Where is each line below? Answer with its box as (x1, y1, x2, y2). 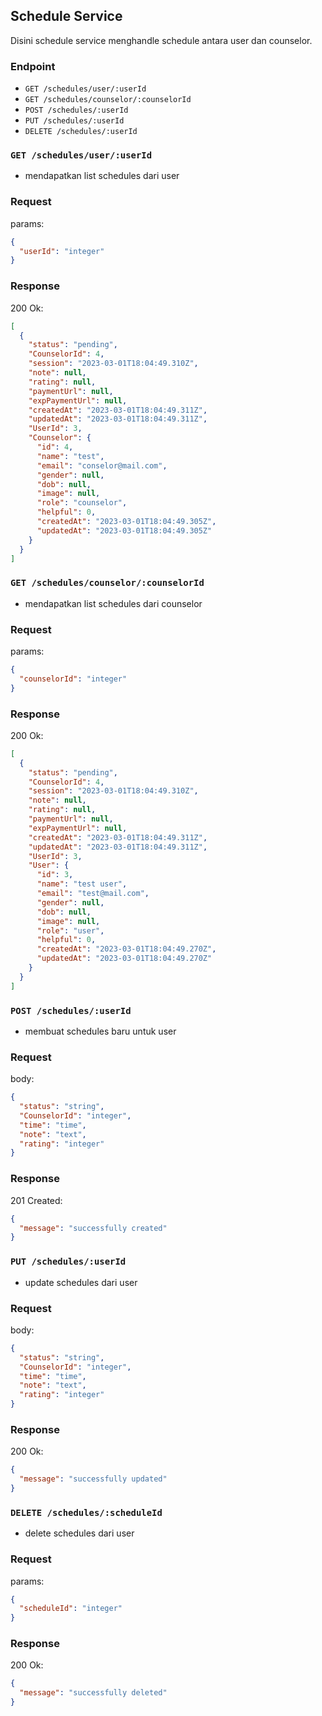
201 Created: (10, 1194, 63, 1206)
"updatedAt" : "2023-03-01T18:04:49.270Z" (36, 954, 213, 964)
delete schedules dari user (24, 1527, 135, 1539)
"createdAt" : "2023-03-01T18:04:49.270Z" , (36, 944, 217, 954)
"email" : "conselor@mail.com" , (36, 460, 168, 471)
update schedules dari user (24, 1276, 138, 1288)
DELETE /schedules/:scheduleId (10, 1507, 163, 1518)
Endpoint (10, 59, 56, 73)
